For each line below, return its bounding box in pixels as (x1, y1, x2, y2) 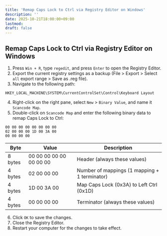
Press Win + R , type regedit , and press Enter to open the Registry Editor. (12, 65, 162, 71)
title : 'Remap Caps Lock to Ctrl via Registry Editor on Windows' (5, 7, 146, 12)
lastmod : (5, 21, 23, 26)
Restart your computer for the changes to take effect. (12, 225, 122, 231)
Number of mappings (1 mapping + (77, 167, 160, 174)
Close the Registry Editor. (12, 220, 65, 226)
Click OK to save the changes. (12, 214, 73, 220)
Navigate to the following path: (12, 80, 76, 87)
